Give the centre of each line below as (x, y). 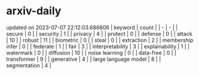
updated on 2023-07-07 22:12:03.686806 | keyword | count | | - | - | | (92, 27)
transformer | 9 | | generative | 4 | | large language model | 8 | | (84, 59)
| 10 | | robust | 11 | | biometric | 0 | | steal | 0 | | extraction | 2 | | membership (100, 40)
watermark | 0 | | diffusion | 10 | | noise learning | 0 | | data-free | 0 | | (91, 52)
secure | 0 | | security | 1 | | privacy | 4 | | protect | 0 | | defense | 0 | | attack (99, 33)
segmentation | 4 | (29, 65)
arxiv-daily (34, 11)
